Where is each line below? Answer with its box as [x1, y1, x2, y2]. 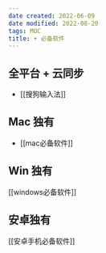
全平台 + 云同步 [8, 66, 84, 80]
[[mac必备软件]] [19, 138, 74, 148]
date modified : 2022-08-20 [8, 19, 99, 27]
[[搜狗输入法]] [19, 90, 67, 99]
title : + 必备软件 [8, 34, 66, 43]
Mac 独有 [8, 115, 55, 129]
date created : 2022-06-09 [8, 11, 95, 20]
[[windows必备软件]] [8, 187, 77, 196]
